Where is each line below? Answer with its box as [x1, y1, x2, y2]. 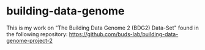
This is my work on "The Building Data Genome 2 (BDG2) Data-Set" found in [6, 24, 199, 31]
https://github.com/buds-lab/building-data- [69, 30, 179, 37]
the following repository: [6, 30, 68, 37]
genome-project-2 [6, 37, 53, 44]
